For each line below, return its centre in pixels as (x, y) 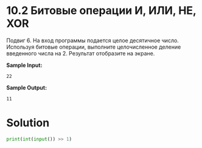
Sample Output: (27, 87)
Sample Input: (24, 65)
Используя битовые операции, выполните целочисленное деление (94, 47)
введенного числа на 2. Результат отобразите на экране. (81, 53)
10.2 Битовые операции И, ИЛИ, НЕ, (101, 11)
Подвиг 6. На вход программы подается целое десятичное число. (93, 40)
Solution (28, 123)
